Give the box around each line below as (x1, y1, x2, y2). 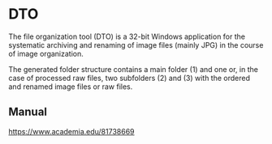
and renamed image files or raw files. (8, 82, 133, 91)
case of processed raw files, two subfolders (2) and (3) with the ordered (8, 73, 250, 83)
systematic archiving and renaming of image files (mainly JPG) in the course (8, 40, 264, 49)
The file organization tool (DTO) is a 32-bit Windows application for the (8, 32, 246, 41)
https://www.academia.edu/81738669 (8, 126, 136, 136)
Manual (8, 105, 47, 119)
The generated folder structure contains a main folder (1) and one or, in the (8, 64, 258, 74)
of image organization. (8, 49, 84, 58)
